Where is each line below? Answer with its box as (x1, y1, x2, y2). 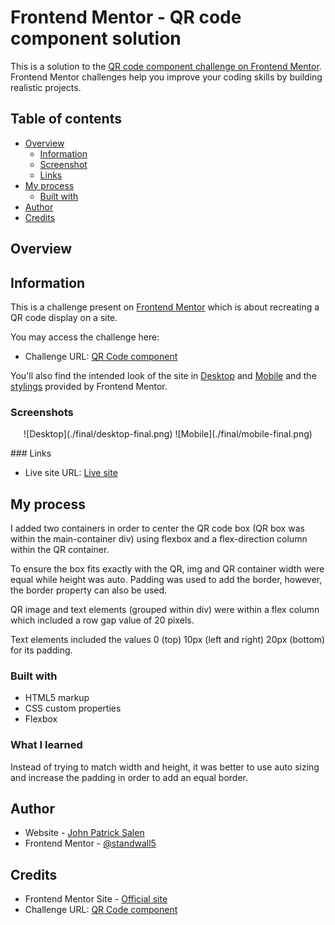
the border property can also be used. (10, 584, 168, 596)
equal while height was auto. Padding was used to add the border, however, (10, 574, 323, 586)
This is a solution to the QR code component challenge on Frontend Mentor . (10, 60, 322, 72)
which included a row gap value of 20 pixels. (10, 614, 195, 626)
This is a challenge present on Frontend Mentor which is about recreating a (10, 301, 320, 313)
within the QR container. (10, 544, 110, 556)
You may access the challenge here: (10, 331, 160, 343)
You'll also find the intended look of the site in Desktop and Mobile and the (10, 369, 317, 381)
